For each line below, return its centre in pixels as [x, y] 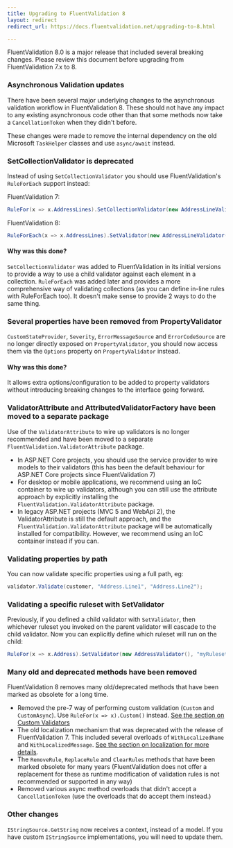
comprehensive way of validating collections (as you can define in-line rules [116, 288]
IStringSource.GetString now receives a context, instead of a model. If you [115, 829]
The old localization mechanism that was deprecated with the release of [120, 730]
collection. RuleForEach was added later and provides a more [94, 281]
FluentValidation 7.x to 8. [42, 67]
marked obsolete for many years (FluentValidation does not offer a [112, 767]
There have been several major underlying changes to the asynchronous [111, 100]
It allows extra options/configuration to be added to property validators [109, 383]
